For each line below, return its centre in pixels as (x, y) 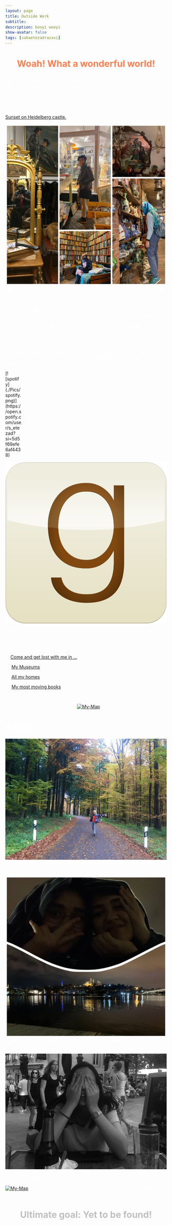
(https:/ (13, 406)
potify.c (13, 417)
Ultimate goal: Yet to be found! (86, 1215)
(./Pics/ (13, 390)
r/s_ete (13, 428)
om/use (13, 423)
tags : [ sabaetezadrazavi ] (33, 38)
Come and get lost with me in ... (44, 657)
